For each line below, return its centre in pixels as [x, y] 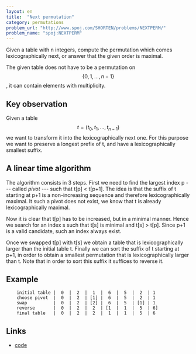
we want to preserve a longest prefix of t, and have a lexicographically [91, 144]
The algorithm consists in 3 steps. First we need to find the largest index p [95, 182]
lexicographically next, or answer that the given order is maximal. [85, 56]
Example [22, 279]
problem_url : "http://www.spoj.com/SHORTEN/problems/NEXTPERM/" [86, 28]
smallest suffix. [24, 150]
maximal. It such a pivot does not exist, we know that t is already [84, 201]
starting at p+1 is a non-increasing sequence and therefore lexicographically [98, 195]
